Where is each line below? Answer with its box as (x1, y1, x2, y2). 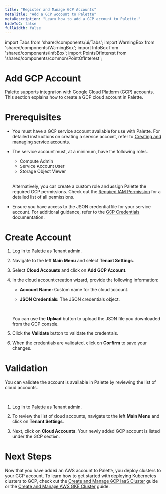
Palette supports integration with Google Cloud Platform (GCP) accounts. (5, 89, 154, 95)
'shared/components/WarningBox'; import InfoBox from (5, 45, 119, 51)
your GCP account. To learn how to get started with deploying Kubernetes (5, 473, 156, 479)
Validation (5, 363, 48, 374)
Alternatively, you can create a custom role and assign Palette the (12, 183, 147, 189)
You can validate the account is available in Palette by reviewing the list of (5, 379, 156, 385)
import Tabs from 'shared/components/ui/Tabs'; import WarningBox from (5, 39, 155, 45)
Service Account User (19, 164, 65, 169)
